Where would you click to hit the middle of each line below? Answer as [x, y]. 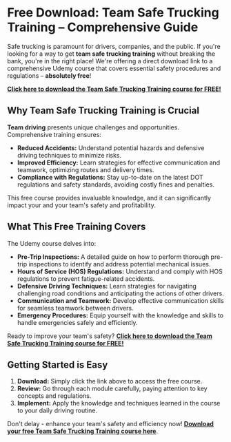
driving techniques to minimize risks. [69, 155]
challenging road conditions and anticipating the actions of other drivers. [120, 293]
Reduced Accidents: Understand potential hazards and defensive [111, 148]
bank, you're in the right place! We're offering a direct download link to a [110, 61]
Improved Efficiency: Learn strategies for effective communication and [119, 162]
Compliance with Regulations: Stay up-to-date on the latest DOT [110, 177]
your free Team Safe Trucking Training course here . [83, 431]
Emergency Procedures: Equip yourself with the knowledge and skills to [120, 315]
